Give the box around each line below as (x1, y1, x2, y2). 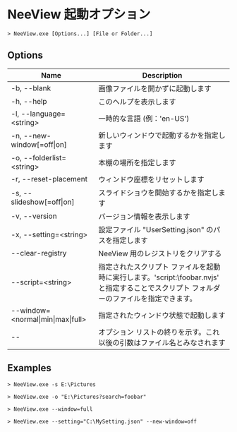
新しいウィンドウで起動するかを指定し (98, 130, 226, 140)
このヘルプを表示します (98, 97, 176, 107)
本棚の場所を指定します (98, 157, 176, 167)
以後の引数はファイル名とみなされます (98, 337, 226, 347)
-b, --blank (11, 83, 51, 92)
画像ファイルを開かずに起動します (98, 83, 212, 93)
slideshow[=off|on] (11, 197, 75, 207)
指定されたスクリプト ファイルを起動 (98, 262, 221, 272)
